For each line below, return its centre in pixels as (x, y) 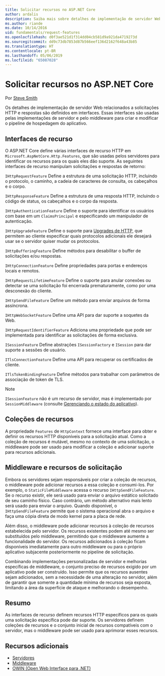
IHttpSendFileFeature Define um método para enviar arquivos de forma (78, 300)
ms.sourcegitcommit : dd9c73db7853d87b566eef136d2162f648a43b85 (71, 42)
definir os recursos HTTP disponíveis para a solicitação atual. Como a (76, 436)
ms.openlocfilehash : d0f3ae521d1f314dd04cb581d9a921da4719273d (71, 37)
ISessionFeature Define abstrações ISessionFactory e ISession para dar (78, 345)
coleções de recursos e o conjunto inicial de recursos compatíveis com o (79, 625)
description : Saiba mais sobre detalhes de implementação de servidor (79, 19)
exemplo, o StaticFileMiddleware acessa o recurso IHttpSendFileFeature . (80, 490)
